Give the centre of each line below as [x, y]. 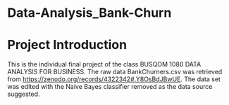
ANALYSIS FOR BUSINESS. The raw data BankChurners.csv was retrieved [115, 72]
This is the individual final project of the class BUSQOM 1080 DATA [104, 64]
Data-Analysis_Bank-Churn [89, 13]
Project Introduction [67, 45]
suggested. [24, 94]
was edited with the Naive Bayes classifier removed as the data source [110, 87]
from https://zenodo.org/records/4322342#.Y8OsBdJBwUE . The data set [114, 79]
